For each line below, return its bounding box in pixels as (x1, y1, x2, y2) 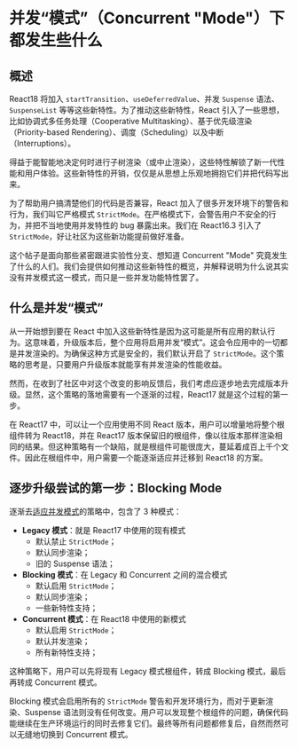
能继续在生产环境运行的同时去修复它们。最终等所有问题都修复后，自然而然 (9, 718, 281, 728)
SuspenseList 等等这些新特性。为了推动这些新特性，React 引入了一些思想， (9, 105, 285, 115)
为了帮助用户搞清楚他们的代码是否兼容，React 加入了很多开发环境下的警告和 (9, 198, 289, 209)
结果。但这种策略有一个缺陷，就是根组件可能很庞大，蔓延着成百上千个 (24, 441, 281, 452)
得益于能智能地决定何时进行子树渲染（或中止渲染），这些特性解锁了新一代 (9, 157, 278, 167)
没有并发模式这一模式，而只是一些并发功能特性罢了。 (9, 272, 204, 282)
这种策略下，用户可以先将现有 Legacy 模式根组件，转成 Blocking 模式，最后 (9, 665, 286, 676)
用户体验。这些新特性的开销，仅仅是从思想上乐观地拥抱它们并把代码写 (24, 168, 281, 178)
